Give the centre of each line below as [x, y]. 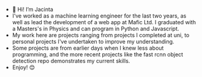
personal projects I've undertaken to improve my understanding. [93, 42]
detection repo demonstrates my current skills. [71, 61]
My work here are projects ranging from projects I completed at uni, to [101, 35]
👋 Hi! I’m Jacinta [33, 9]
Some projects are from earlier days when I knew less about [88, 48]
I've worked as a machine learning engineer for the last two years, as [99, 16]
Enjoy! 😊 [24, 67]
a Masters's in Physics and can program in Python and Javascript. [95, 28]
